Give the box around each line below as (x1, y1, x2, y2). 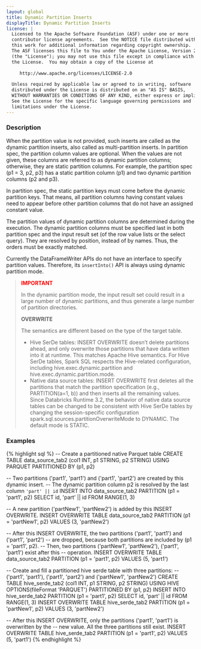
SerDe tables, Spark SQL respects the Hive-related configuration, (29, 358, 191, 365)
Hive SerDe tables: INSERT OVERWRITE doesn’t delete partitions (29, 339, 190, 346)
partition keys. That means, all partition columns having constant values (6, 193, 184, 201)
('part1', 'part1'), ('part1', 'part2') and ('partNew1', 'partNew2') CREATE (6, 573, 178, 581)
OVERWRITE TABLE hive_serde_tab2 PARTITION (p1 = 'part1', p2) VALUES (6, 630, 188, 637)
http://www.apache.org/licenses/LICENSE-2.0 (19, 70, 133, 76)
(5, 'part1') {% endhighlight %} (6, 636, 81, 643)
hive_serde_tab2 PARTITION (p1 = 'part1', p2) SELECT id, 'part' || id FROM (6, 593, 187, 600)
